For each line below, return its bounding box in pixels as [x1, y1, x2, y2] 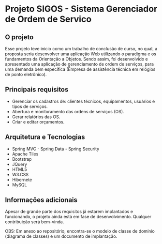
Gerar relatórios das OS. [12, 114, 60, 120]
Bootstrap [12, 156, 32, 162]
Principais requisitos [5, 86, 69, 94]
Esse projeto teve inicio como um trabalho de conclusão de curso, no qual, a [5, 46, 158, 51]
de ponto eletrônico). [5, 72, 47, 77]
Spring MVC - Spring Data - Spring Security [12, 146, 100, 152]
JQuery [12, 161, 28, 167]
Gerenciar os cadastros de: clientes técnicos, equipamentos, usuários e [12, 98, 155, 104]
